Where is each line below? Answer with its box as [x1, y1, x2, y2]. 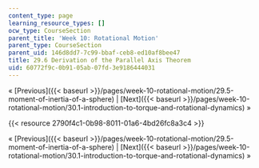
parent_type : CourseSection [8, 42, 102, 50]
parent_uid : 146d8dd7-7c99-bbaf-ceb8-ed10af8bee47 [8, 49, 181, 57]
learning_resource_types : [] [8, 19, 106, 27]
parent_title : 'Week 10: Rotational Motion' [8, 34, 159, 42]
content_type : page [8, 11, 74, 20]
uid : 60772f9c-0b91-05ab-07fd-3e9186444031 [8, 64, 156, 72]
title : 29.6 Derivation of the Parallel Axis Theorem [8, 57, 192, 65]
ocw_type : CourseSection [8, 26, 91, 34]
